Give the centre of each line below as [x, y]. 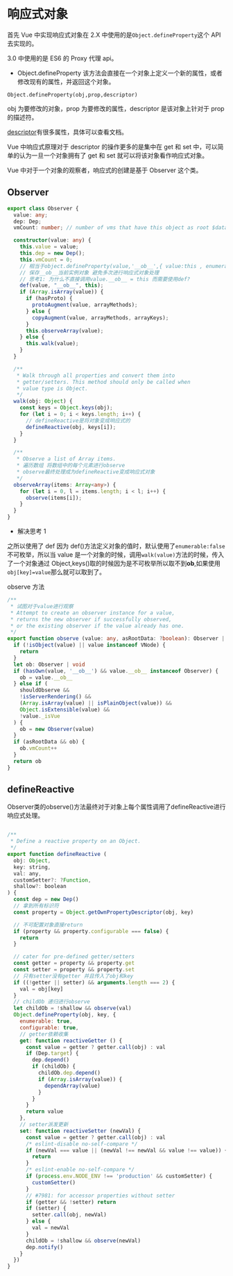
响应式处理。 [25, 816]
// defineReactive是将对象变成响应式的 [78, 421]
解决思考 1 [32, 531]
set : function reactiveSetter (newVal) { [80, 1131]
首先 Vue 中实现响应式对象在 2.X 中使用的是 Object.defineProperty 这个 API [114, 35]
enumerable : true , [46, 1021]
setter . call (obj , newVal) [70, 1215]
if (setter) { [46, 1209]
